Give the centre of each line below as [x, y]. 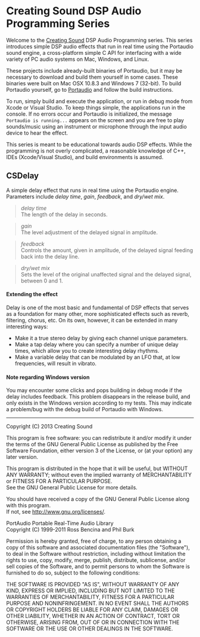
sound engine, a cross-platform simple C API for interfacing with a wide [94, 52]
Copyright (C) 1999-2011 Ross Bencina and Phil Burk [70, 530]
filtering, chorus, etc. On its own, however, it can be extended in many [92, 320]
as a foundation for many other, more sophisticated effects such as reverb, [98, 313]
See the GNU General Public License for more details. [72, 487]
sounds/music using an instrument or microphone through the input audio [97, 126]
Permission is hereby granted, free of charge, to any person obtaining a [94, 541]
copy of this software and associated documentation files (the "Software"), [98, 548]
